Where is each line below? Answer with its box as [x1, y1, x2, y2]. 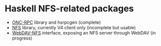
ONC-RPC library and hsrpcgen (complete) [12, 19, 101, 25]
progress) [12, 35, 33, 41]
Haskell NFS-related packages [5, 3, 134, 14]
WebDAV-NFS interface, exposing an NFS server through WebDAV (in [12, 30, 156, 36]
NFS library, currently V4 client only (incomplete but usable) [12, 24, 136, 30]
